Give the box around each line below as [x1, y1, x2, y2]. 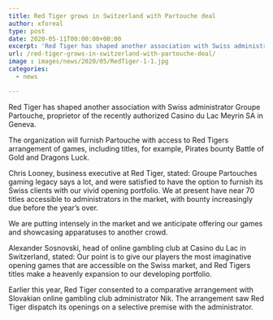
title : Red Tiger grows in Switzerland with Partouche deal [8, 11, 217, 20]
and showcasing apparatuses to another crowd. [8, 227, 168, 237]
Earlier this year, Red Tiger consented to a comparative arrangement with [8, 284, 254, 294]
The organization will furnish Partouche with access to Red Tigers [8, 135, 229, 145]
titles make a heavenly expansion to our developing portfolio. [8, 269, 213, 278]
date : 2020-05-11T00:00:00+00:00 [8, 34, 122, 43]
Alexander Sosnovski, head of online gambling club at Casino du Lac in [8, 243, 246, 252]
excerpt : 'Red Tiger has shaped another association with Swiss [8, 42, 231, 50]
